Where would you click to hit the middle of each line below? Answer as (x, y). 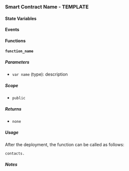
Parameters (17, 62)
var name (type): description (40, 75)
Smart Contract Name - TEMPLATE (47, 7)
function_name (19, 51)
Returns (13, 109)
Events (12, 30)
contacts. (15, 154)
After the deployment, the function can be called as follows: (65, 145)
